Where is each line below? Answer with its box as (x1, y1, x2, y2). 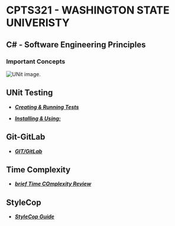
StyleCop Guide (14, 213, 55, 220)
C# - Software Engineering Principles (6, 40, 146, 50)
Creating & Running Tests (14, 103, 79, 110)
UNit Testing (6, 88, 53, 98)
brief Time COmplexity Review (14, 181, 92, 188)
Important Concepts (6, 57, 66, 65)
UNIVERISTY (6, 16, 70, 30)
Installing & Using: (14, 114, 61, 122)
